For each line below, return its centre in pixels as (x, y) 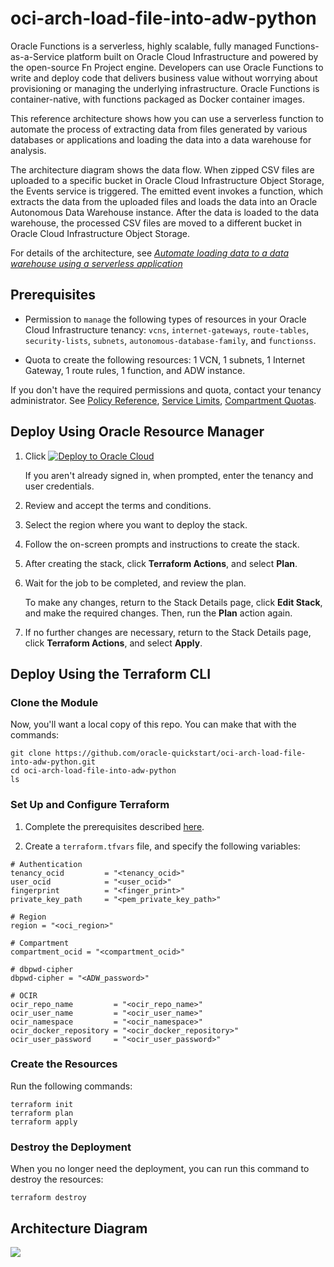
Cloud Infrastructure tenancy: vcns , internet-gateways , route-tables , (167, 329)
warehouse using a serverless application (96, 263)
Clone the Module (54, 702)
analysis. (28, 150)
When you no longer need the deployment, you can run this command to (160, 1169)
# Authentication (46, 864)
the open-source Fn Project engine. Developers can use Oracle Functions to (167, 67)
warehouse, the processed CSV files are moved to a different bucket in (156, 223)
